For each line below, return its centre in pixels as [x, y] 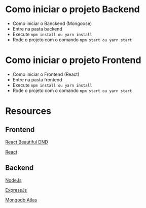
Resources [28, 111]
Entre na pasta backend [37, 28]
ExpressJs [16, 190]
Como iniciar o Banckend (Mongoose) [52, 23]
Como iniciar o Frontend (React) [46, 74]
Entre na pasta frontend [37, 79]
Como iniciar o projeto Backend [73, 9]
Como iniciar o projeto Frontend [73, 60]
